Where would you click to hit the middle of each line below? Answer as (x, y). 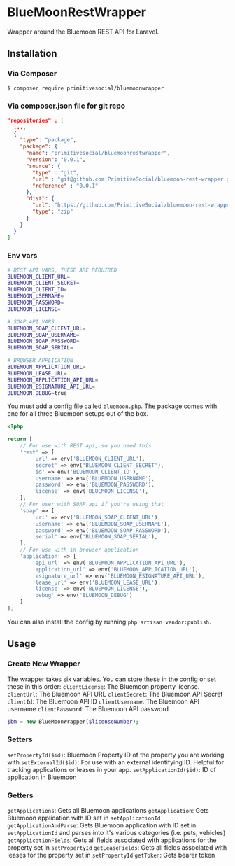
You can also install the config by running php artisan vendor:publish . (109, 622)
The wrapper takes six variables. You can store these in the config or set (112, 679)
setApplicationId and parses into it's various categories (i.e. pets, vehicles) (116, 833)
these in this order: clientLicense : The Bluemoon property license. (104, 686)
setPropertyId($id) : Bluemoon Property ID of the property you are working (116, 755)
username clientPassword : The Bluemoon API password (88, 708)
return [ (20, 439)
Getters (20, 795)
